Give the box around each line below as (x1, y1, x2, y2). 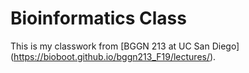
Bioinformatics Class (10, 7, 187, 30)
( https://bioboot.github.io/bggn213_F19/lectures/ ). (10, 50, 217, 62)
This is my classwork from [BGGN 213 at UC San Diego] (10, 40, 240, 52)
